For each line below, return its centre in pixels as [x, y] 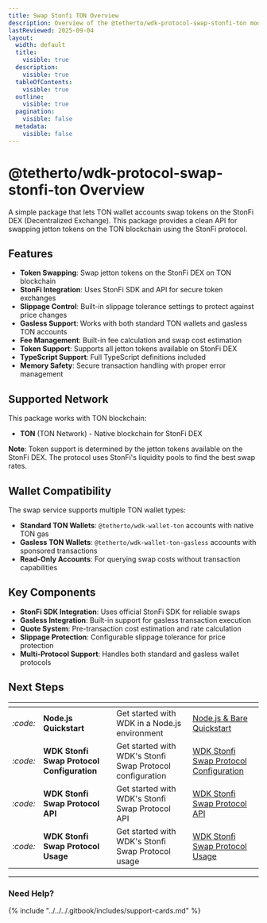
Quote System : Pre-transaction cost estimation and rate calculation [130, 628]
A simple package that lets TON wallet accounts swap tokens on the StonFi [131, 212]
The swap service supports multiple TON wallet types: [97, 510]
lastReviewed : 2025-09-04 [51, 30]
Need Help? [31, 893]
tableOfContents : [44, 82]
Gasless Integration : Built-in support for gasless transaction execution [135, 620]
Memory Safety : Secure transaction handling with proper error [123, 365]
